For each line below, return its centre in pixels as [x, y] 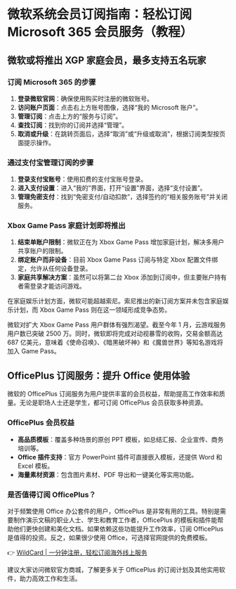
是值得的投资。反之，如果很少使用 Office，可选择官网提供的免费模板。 [110, 537]
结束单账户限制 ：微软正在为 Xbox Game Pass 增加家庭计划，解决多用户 [121, 242]
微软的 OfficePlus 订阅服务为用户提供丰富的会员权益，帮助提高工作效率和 [113, 394]
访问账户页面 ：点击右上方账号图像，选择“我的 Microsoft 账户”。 [110, 107]
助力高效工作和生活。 [50, 578]
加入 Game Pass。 [34, 351]
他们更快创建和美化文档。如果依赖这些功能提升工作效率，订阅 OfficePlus [118, 528]
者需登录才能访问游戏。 [51, 286]
